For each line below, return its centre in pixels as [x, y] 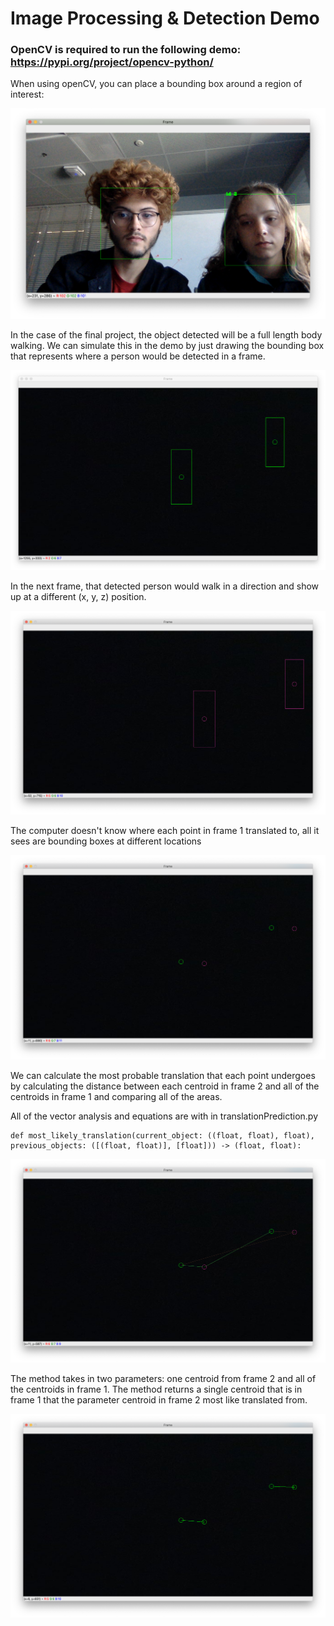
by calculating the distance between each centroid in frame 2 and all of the [165, 1086]
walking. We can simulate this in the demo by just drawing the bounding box [167, 345]
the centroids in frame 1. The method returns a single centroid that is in [156, 1389]
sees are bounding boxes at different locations [106, 841]
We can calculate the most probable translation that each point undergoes [163, 1075]
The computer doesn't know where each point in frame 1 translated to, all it [165, 831]
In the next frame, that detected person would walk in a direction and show [165, 586]
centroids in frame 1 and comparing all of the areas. [116, 1096]
